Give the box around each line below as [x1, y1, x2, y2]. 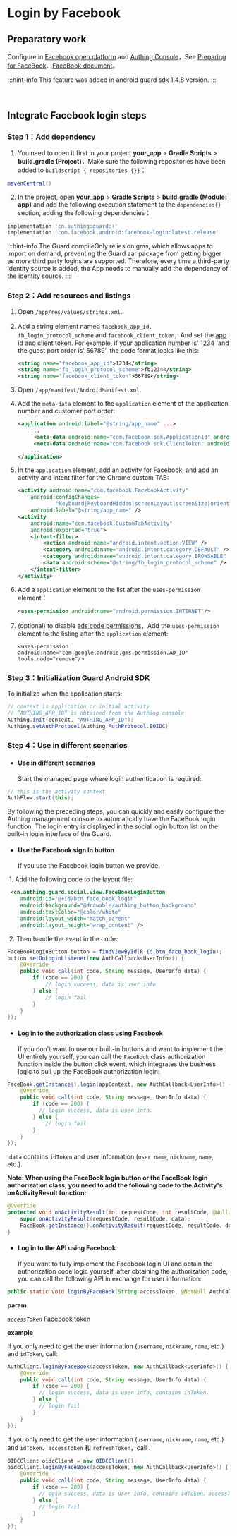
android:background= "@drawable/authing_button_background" [20, 902, 197, 909]
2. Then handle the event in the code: [8, 934, 118, 943]
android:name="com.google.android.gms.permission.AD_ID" [17, 649, 189, 656]
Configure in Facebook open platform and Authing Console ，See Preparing [7, 53, 226, 61]
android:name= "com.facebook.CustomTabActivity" [30, 520, 173, 527]
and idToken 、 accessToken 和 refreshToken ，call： [7, 1443, 154, 1451]
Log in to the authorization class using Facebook [17, 1029, 164, 1037]
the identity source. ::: [7, 272, 71, 280]
